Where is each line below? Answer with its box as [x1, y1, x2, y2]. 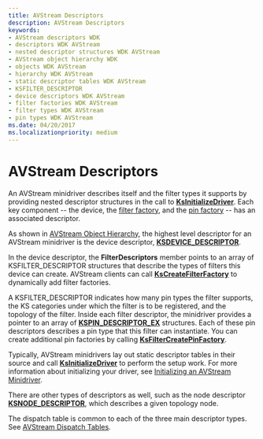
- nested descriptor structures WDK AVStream [8, 48, 160, 56]
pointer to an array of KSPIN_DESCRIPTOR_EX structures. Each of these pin [8, 318, 256, 327]
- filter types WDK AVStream [8, 107, 104, 115]
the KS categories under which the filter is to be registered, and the [8, 301, 227, 311]
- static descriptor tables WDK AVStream [8, 77, 146, 85]
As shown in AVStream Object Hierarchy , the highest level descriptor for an [8, 229, 252, 238]
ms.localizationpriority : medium [8, 128, 118, 136]
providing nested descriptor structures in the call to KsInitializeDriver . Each [8, 197, 254, 206]
